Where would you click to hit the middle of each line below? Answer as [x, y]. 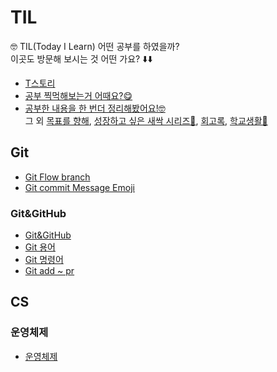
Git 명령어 [44, 260]
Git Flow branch [57, 177]
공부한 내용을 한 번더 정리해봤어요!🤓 [95, 108]
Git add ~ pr [49, 271]
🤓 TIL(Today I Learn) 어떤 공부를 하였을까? [95, 46]
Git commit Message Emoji [79, 187]
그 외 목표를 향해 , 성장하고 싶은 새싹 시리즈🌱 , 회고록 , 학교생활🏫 [146, 120]
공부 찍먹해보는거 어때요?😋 [78, 95]
